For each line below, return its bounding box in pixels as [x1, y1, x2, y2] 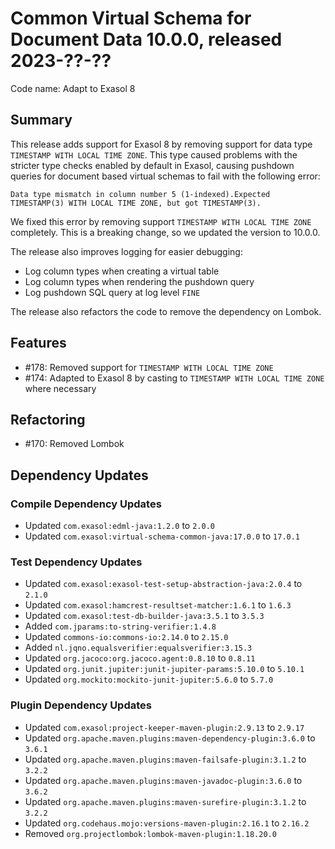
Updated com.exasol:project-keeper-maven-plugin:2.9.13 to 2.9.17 [24, 721, 305, 733]
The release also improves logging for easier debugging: [10, 245, 243, 257]
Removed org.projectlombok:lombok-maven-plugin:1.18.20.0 [24, 827, 277, 839]
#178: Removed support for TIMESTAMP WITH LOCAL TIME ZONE [24, 361, 274, 373]
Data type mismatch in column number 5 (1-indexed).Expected [10, 189, 271, 199]
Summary [10, 112, 73, 129]
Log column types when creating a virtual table [24, 265, 220, 277]
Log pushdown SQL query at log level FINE [24, 286, 201, 298]
